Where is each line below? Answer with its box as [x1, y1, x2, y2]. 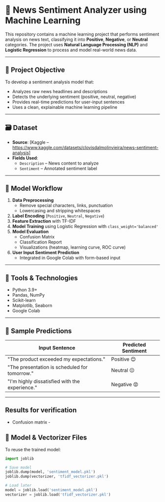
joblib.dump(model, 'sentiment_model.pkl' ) [5, 469, 96, 474]
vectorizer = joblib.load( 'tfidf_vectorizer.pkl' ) [5, 492, 111, 497]
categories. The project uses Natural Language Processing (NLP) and [5, 41, 148, 47]
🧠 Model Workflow [5, 184, 63, 193]
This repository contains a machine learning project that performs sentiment [5, 31, 160, 37]
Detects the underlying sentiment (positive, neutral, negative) [12, 94, 137, 100]
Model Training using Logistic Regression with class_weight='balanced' [12, 224, 159, 230]
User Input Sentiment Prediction [12, 250, 80, 256]
